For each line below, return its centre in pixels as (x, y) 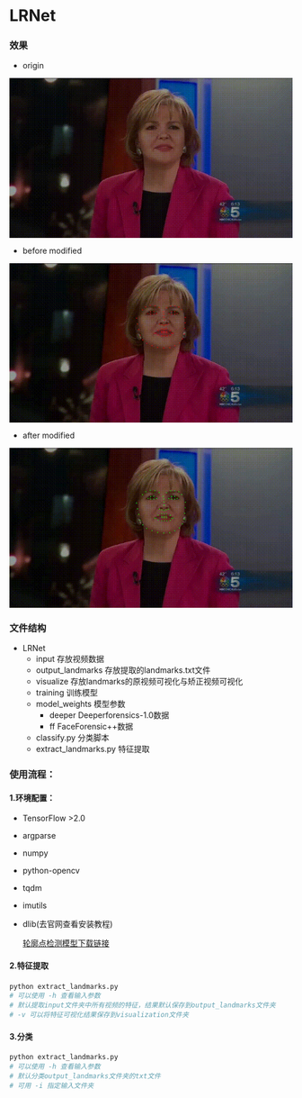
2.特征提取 (29, 966)
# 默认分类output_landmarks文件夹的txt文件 (85, 1076)
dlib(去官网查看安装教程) (67, 924)
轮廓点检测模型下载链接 (66, 943)
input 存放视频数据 (70, 659)
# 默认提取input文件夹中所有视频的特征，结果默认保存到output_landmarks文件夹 (142, 1005)
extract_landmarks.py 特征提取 (93, 749)
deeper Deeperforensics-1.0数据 (109, 715)
